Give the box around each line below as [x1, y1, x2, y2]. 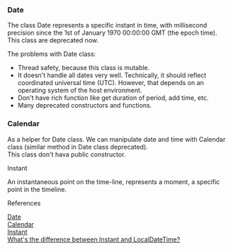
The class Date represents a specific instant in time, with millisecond [7, 21, 208, 30]
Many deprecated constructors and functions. [17, 101, 152, 110]
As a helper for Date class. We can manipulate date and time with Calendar [7, 135, 226, 143]
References [7, 198, 41, 207]
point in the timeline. [7, 185, 67, 193]
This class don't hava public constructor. [7, 150, 126, 159]
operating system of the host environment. [17, 86, 142, 95]
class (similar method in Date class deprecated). [7, 142, 149, 151]
